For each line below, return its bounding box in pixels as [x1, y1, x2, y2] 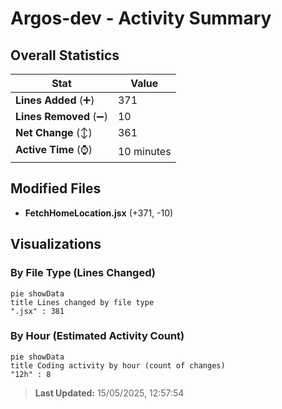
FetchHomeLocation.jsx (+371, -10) [24, 207, 174, 219]
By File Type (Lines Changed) [10, 266, 156, 280]
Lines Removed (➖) [15, 110, 108, 123]
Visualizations [10, 236, 102, 253]
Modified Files [10, 180, 102, 197]
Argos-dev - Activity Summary [10, 7, 272, 30]
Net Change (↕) [15, 126, 93, 139]
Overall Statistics [10, 47, 120, 64]
